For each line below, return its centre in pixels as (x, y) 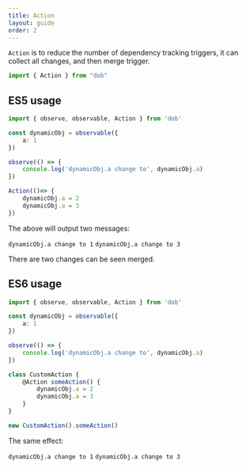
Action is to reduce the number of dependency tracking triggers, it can (123, 53)
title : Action (32, 15)
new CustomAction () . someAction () (63, 425)
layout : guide (32, 23)
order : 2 (23, 30)
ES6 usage (35, 284)
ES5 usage (35, 100)
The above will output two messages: (69, 228)
